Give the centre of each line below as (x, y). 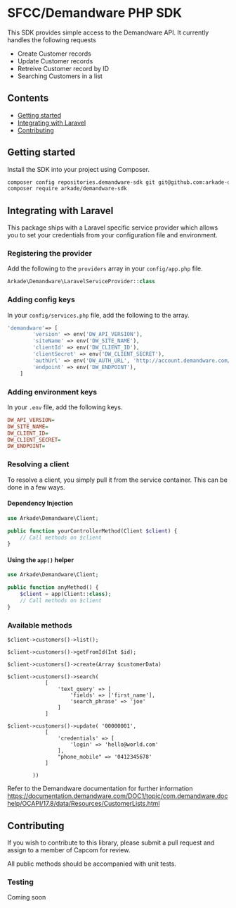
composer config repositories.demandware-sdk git (81, 182)
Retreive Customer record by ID (63, 68)
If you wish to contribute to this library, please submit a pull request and (111, 842)
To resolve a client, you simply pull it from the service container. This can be (118, 480)
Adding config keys (41, 299)
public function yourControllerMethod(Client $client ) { (92, 531)
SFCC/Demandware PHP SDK (95, 13)
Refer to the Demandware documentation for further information (100, 789)
